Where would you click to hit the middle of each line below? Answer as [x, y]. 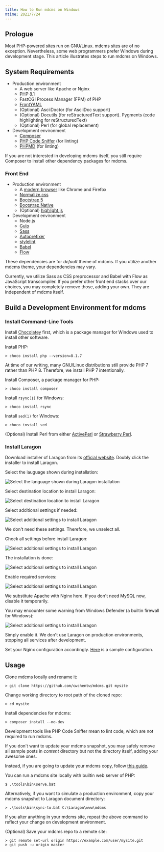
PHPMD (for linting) [39, 146]
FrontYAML [31, 105]
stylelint [27, 242]
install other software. [27, 337]
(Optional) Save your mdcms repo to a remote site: [56, 832]
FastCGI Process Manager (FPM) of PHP [60, 99]
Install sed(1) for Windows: [32, 416]
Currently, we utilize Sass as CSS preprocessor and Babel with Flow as [76, 276]
